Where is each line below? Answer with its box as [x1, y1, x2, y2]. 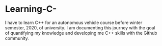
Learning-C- [5, 3, 57, 15]
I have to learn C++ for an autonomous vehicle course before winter [5, 20, 142, 25]
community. [5, 35, 29, 41]
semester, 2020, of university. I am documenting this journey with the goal [5, 24, 156, 30]
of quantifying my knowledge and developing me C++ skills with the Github [5, 30, 158, 36]
